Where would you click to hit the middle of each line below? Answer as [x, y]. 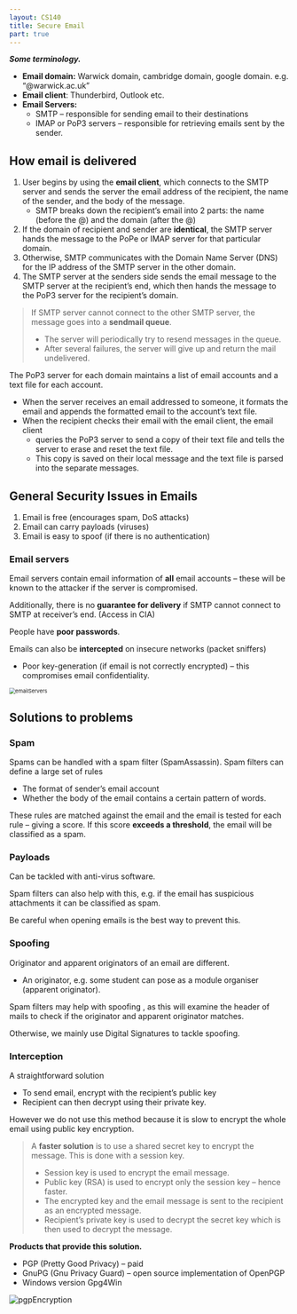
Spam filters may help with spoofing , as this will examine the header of [140, 1006]
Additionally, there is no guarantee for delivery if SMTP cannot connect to [145, 606]
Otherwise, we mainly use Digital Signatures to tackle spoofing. [125, 1033]
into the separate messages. [87, 468]
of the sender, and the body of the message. [103, 202]
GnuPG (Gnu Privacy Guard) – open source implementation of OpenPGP [153, 1273]
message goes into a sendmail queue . [101, 322]
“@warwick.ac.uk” [56, 86]
